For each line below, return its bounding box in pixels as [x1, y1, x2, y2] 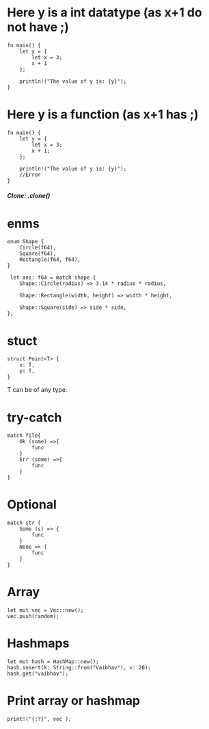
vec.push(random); [7, 613, 59, 620]
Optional [7, 497, 57, 512]
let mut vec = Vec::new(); [7, 607, 84, 614]
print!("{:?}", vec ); [7, 716, 72, 723]
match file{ [7, 432, 41, 439]
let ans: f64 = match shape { [10, 274, 96, 282]
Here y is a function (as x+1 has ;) [7, 107, 199, 123]
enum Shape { [7, 238, 44, 245]
